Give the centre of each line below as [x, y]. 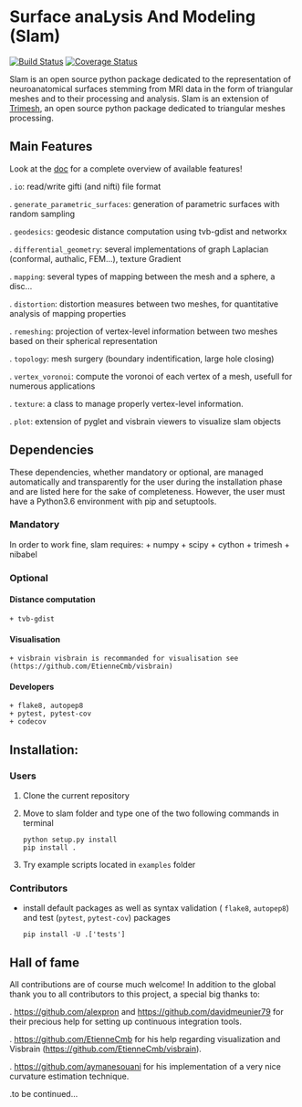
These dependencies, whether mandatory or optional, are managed [136, 472]
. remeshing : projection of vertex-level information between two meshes [144, 331]
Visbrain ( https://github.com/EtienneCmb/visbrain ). [106, 1049]
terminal [38, 823]
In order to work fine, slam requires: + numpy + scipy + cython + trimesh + [150, 544]
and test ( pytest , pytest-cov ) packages [96, 918]
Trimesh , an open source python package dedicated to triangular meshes [147, 108]
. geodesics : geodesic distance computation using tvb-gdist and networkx [148, 231]
